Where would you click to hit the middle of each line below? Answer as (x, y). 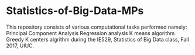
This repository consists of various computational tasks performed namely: (97, 27)
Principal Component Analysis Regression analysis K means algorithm (90, 33)
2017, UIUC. (20, 46)
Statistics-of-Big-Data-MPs (75, 11)
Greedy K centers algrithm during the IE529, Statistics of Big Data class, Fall (97, 39)
